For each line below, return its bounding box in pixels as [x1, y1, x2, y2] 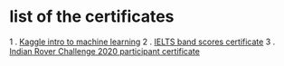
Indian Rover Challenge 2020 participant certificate [9, 45, 201, 56]
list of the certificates [9, 6, 175, 27]
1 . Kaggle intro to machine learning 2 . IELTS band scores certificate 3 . [9, 36, 276, 47]
